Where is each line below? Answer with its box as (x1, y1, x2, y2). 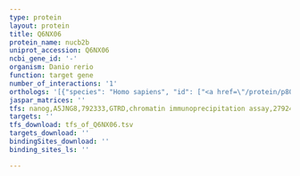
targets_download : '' (9, 129, 90, 138)
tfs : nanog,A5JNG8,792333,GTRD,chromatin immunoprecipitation (9, 104, 246, 113)
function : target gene (9, 71, 94, 80)
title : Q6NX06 (9, 29, 62, 38)
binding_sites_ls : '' (9, 145, 90, 154)
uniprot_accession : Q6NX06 (9, 46, 110, 55)
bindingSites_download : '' (9, 137, 110, 146)
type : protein (9, 12, 62, 22)
